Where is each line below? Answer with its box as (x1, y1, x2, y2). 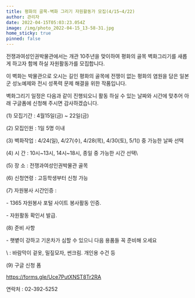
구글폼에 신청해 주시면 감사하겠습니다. (12, 100, 99, 106)
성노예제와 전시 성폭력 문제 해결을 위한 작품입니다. (12, 80, 127, 87)
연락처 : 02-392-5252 (6, 286, 58, 292)
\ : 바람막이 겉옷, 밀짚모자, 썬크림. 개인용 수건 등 (6, 249, 116, 256)
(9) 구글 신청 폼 (6, 262, 42, 269)
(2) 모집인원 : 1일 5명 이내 (6, 124, 65, 131)
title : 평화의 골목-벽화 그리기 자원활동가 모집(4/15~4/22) (6, 8, 135, 15)
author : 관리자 (6, 14, 40, 20)
